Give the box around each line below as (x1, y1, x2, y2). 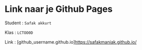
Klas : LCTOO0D (4, 29, 33, 35)
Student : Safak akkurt (4, 20, 52, 26)
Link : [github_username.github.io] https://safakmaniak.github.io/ (4, 39, 137, 45)
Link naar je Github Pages (4, 3, 113, 15)
